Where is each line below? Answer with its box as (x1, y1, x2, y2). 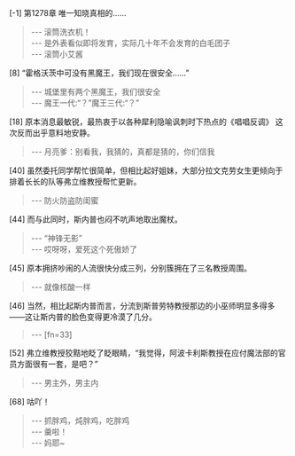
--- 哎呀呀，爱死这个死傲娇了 (30, 244, 138, 255)
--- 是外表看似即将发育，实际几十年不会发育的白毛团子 (30, 38, 231, 48)
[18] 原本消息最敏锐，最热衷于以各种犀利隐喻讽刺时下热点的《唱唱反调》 (9, 116, 274, 127)
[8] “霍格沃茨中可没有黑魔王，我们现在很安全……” (9, 67, 190, 78)
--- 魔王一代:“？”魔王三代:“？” (30, 98, 140, 108)
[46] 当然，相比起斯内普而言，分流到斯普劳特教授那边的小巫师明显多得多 (9, 301, 276, 311)
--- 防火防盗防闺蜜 (30, 195, 99, 206)
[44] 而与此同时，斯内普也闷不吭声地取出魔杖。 (9, 214, 183, 224)
